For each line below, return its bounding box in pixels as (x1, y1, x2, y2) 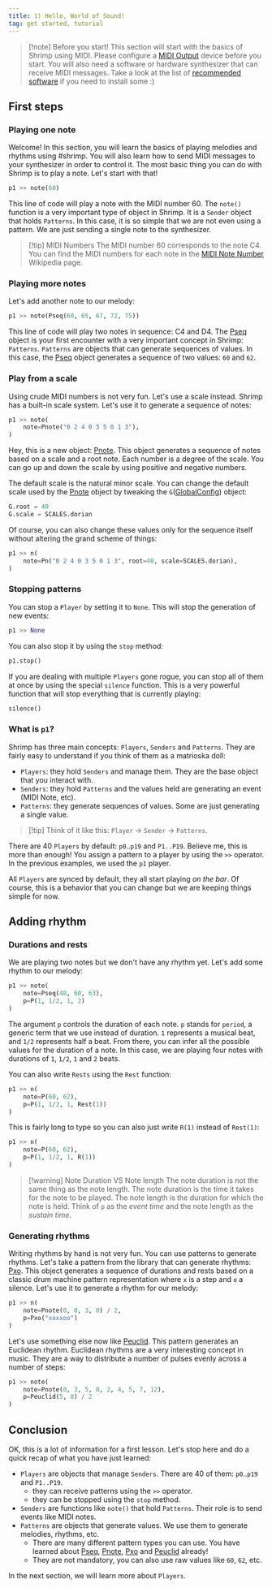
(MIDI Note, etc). (19, 792, 76, 802)
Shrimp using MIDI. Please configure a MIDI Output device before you (28, 50, 262, 60)
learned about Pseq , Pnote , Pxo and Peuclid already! (32, 1547, 209, 1556)
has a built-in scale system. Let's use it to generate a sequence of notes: (8, 399, 252, 410)
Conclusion (8, 1422, 68, 1437)
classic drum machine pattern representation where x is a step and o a (8, 1275, 244, 1284)
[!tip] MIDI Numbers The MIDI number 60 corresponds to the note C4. (28, 240, 262, 250)
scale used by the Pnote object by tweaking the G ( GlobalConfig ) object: (8, 487, 248, 497)
